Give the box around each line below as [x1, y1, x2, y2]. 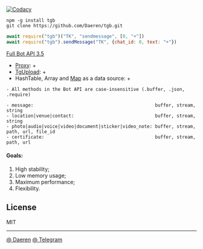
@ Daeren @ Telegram [6, 236, 63, 243]
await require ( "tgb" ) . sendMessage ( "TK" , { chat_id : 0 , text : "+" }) [6, 39, 177, 45]
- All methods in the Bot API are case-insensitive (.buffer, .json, [6, 86, 185, 92]
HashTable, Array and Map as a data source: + [14, 75, 131, 82]
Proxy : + [14, 61, 36, 69]
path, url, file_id [6, 128, 56, 134]
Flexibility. [14, 185, 40, 192]
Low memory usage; [14, 171, 66, 179]
